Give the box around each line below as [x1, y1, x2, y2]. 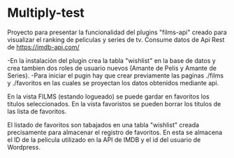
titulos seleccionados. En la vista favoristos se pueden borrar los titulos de [7, 99, 221, 108]
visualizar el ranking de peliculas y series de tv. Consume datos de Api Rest [7, 35, 225, 43]
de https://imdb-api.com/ [7, 43, 80, 51]
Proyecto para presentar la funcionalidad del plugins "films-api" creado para [7, 28, 227, 36]
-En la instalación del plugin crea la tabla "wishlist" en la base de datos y [7, 56, 217, 64]
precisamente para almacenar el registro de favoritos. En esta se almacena [7, 128, 223, 136]
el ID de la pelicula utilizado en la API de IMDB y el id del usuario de [7, 135, 201, 144]
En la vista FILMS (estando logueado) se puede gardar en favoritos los [7, 92, 210, 101]
